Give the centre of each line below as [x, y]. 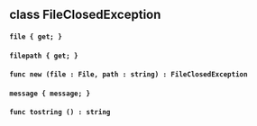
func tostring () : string [60, 112]
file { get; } [36, 36]
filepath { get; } [44, 56]
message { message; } [50, 94]
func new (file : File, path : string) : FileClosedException [128, 75]
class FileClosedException [85, 15]
